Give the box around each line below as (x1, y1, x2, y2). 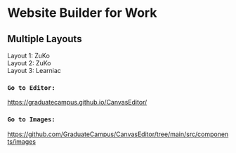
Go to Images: (7, 116, 55, 124)
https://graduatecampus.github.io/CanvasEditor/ (7, 98, 147, 107)
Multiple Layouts (7, 33, 82, 45)
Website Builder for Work (7, 5, 157, 21)
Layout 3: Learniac (7, 67, 62, 74)
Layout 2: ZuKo (7, 59, 51, 67)
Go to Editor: (7, 84, 55, 92)
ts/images (7, 137, 37, 145)
